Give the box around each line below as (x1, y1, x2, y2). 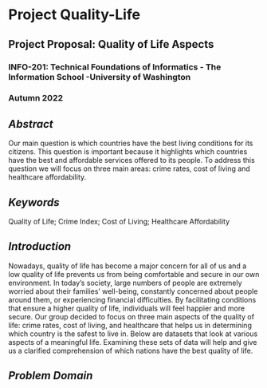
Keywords (8, 196, 60, 209)
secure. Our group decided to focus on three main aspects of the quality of (8, 311, 255, 321)
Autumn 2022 (8, 93, 64, 104)
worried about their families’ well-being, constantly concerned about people (8, 286, 258, 296)
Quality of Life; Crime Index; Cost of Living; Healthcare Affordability (8, 217, 230, 227)
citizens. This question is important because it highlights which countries (8, 147, 248, 156)
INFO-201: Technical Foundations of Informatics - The (8, 61, 222, 73)
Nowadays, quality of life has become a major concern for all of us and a (8, 261, 247, 271)
